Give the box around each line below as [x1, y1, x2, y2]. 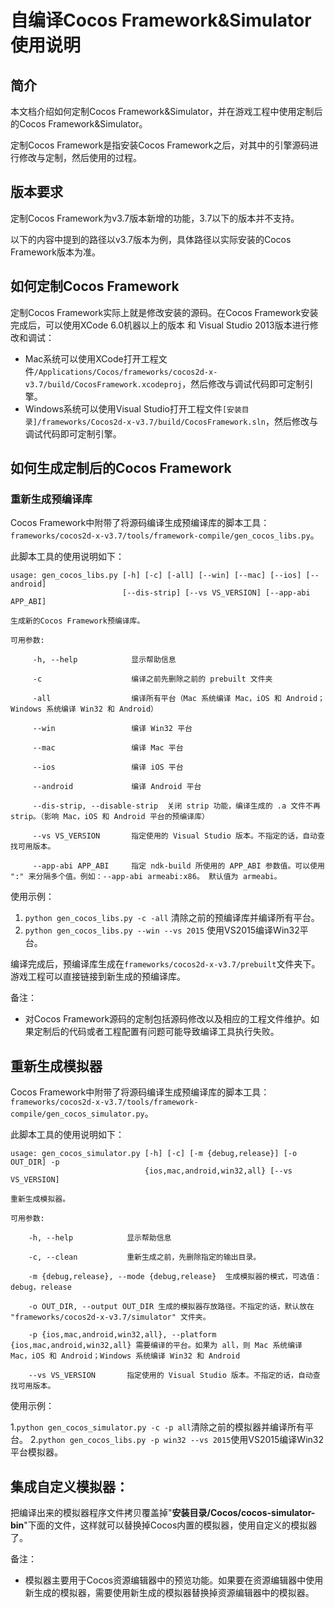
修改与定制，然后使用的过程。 [18, 152, 142, 163]
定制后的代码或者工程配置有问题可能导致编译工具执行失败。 [33, 1026, 280, 1038]
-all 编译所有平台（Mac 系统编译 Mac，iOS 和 [32, 694, 282, 704]
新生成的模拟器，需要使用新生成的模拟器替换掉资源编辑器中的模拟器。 [24, 1586, 315, 1598]
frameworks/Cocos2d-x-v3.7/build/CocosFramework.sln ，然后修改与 [41, 415, 318, 427]
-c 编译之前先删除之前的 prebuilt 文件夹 [32, 674, 273, 685]
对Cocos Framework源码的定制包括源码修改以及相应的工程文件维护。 [24, 1013, 312, 1025]
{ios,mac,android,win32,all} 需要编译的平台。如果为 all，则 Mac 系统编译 [10, 1341, 303, 1351]
